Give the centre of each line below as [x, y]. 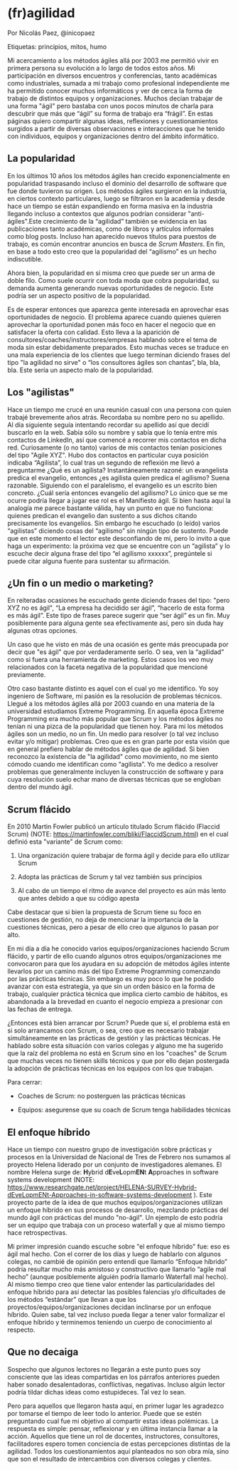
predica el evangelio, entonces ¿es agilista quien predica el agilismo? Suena [119, 477]
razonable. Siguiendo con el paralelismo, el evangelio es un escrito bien [113, 485]
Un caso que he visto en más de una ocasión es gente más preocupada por [118, 645]
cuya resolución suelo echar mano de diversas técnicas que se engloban [114, 780]
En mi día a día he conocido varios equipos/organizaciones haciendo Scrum [118, 948]
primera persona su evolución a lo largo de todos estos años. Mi [101, 68]
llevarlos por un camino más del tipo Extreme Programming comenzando [114, 971]
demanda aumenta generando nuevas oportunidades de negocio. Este [110, 288]
